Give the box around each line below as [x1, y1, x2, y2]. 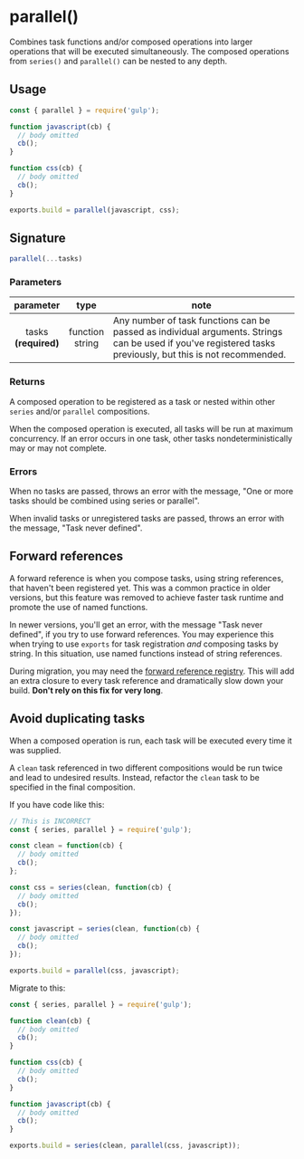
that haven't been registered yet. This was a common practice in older [9, 582, 271, 593]
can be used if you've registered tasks [112, 337, 276, 350]
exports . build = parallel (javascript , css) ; [9, 206, 180, 215]
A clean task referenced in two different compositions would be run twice [9, 762, 283, 773]
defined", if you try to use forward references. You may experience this [9, 628, 274, 639]
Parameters [9, 276, 62, 289]
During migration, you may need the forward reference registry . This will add [9, 666, 295, 676]
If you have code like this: [9, 799, 105, 809]
